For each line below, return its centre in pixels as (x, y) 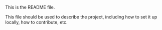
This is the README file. (30, 7)
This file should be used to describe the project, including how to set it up (81, 17)
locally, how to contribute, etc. (36, 22)
